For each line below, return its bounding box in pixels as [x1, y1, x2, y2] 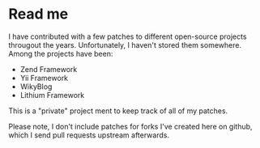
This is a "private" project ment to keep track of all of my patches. [8, 106, 228, 116]
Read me [8, 5, 69, 23]
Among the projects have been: [8, 49, 113, 58]
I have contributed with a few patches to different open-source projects [8, 32, 247, 41]
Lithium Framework [19, 90, 85, 99]
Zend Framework [19, 64, 78, 74]
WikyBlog [19, 82, 53, 91]
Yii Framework [19, 73, 69, 82]
